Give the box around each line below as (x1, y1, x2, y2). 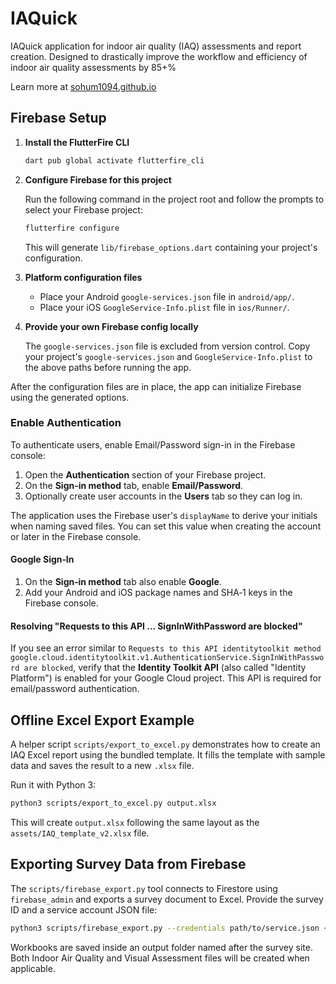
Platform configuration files (24, 271, 143, 283)
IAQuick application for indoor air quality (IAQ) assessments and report (10, 40, 302, 52)
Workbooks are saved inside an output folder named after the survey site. (10, 941, 313, 953)
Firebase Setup (10, 110, 107, 127)
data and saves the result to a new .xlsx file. (10, 760, 195, 772)
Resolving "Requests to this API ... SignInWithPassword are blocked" (10, 620, 303, 632)
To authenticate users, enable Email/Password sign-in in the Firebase (10, 438, 296, 451)
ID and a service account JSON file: (10, 903, 158, 916)
